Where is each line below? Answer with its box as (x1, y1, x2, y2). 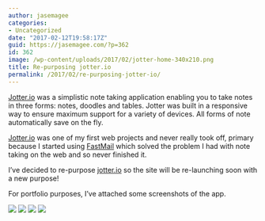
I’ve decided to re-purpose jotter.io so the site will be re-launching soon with (8, 165, 258, 174)
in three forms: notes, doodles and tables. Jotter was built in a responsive (8, 101, 248, 110)
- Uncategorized (8, 26, 62, 34)
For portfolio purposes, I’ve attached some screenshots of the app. (8, 189, 227, 198)
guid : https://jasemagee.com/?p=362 (8, 41, 129, 49)
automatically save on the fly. (8, 117, 104, 127)
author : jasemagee (8, 11, 69, 20)
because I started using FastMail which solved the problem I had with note (8, 141, 251, 151)
